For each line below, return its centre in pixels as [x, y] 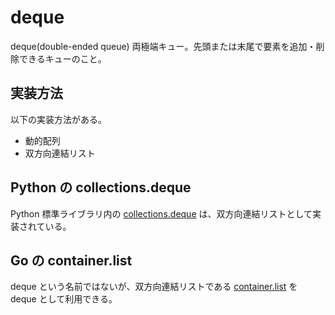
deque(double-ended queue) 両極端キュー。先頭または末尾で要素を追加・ [163, 46]
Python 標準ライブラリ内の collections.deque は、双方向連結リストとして [161, 213]
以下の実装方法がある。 [58, 119]
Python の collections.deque [101, 187]
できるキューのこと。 [62, 58]
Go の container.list [71, 260]
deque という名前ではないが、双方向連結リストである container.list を [154, 287]
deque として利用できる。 [64, 299]
